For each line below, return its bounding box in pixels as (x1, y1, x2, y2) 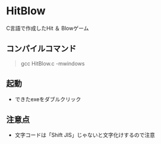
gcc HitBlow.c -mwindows (20, 60, 85, 67)
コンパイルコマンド (6, 43, 77, 54)
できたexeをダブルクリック (14, 95, 81, 102)
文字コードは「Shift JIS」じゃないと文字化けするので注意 (14, 132, 156, 139)
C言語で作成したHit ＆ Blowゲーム (6, 24, 89, 32)
